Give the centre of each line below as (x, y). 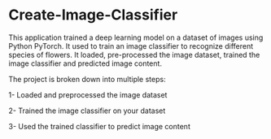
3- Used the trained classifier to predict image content (100, 126)
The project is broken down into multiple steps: (87, 79)
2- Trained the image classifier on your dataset (87, 111)
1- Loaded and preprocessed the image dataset (88, 94)
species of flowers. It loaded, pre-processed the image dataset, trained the (134, 54)
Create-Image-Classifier (93, 15)
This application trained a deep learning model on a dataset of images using (136, 37)
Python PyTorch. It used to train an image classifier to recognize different (131, 46)
